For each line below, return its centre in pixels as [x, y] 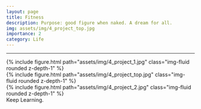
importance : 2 [24, 34]
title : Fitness [25, 17]
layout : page [22, 12]
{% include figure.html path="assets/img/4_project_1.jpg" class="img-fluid [98, 62]
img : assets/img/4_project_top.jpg [51, 28]
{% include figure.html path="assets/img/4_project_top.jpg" [80, 74]
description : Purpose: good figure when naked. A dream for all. [89, 23]
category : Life [25, 39]
